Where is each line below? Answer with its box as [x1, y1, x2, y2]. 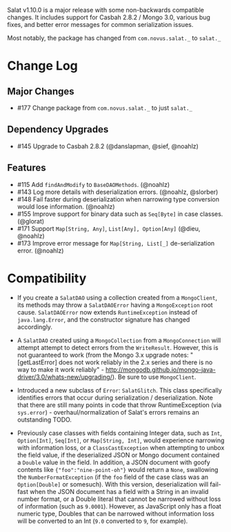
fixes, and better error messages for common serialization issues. [7, 21, 194, 28]
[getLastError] [17, 358, 57, 366]
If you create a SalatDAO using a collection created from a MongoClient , [17, 293, 217, 302]
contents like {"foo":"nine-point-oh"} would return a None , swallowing [17, 465, 219, 473]
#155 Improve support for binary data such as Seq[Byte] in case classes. [17, 210, 223, 218]
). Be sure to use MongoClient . [112, 373, 197, 381]
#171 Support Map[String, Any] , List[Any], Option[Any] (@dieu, [17, 224, 201, 233]
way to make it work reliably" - [17, 365, 105, 373]
